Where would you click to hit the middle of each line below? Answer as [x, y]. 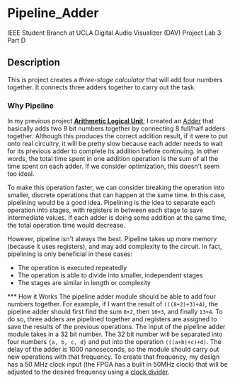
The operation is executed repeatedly [72, 268]
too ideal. [21, 174]
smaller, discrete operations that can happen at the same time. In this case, [117, 195]
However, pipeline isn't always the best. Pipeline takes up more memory [112, 239]
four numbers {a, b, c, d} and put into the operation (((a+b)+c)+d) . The [114, 342]
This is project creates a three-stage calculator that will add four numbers [115, 79]
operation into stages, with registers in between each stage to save [105, 210]
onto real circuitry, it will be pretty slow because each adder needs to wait [115, 144]
